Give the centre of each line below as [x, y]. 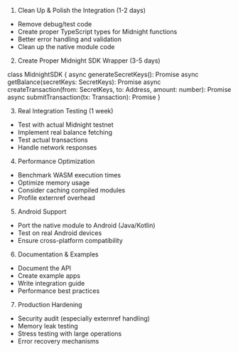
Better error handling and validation [70, 39]
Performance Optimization [56, 161]
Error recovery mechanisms [58, 341]
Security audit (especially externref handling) [84, 319]
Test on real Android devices [60, 233]
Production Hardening [50, 305]
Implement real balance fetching [65, 132]
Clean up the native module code [66, 47]
